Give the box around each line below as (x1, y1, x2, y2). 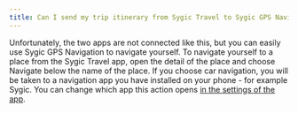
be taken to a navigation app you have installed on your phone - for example (9, 74, 288, 85)
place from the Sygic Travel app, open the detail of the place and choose (9, 56, 276, 66)
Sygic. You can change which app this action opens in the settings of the (9, 84, 276, 94)
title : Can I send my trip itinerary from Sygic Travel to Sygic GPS (9, 12, 272, 22)
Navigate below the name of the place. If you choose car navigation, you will (9, 65, 288, 76)
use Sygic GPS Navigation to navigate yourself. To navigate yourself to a (9, 46, 273, 57)
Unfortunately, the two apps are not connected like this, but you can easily (9, 37, 281, 48)
